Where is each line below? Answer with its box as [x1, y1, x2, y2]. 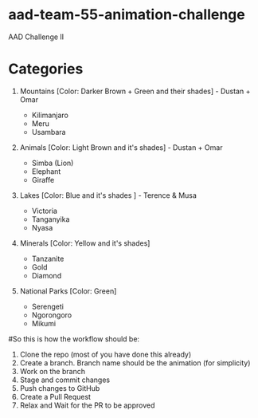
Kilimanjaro [31, 110, 69, 120]
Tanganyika [31, 214, 70, 224]
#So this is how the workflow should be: [8, 333, 140, 344]
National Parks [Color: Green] [19, 286, 117, 296]
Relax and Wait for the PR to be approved [19, 400, 155, 410]
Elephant [31, 166, 61, 176]
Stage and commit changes [19, 375, 110, 384]
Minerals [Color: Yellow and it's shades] [19, 238, 150, 248]
